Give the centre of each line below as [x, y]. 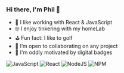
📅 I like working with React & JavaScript [63, 23]
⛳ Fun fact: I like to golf [44, 38]
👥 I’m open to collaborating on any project [66, 46]
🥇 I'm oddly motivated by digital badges [63, 52]
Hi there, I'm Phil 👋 [33, 9]
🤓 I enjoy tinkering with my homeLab [60, 28]
